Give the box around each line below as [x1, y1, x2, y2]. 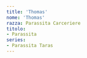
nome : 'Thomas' [6, 14, 45, 21]
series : [6, 37, 26, 43]
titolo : [6, 25, 26, 32]
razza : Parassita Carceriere [6, 20, 81, 26]
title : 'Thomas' [6, 8, 48, 15]
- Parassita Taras [6, 43, 53, 49]
